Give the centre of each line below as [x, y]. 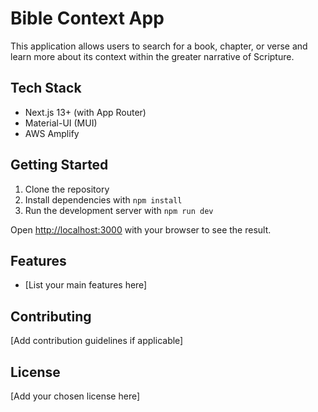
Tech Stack [46, 88]
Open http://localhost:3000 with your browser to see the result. [141, 229]
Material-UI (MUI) [61, 123]
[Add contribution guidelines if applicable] [97, 341]
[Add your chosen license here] [75, 396]
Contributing [51, 316]
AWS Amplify [52, 133]
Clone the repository [67, 189]
